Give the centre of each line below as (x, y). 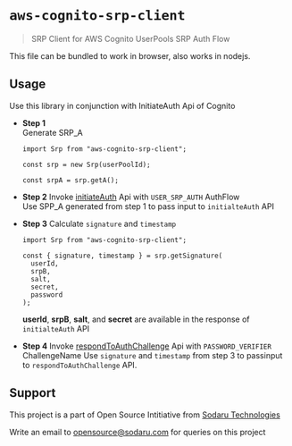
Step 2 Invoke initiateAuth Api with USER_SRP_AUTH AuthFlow (131, 197)
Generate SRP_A (52, 132)
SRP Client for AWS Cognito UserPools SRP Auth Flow (130, 38)
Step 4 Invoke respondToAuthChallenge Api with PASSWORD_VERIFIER (147, 346)
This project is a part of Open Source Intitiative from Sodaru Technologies (145, 415)
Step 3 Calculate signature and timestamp (99, 223)
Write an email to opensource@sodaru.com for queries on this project (138, 432)
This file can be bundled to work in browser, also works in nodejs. (130, 55)
